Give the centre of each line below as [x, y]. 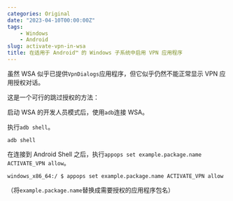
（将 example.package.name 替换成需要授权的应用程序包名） [91, 190]
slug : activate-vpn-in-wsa [47, 46]
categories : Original [39, 14]
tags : [15, 27]
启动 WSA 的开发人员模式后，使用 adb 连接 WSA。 [78, 112]
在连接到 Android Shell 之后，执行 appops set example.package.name [104, 154]
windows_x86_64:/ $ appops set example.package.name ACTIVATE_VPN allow [115, 176]
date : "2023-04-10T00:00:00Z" [51, 20]
